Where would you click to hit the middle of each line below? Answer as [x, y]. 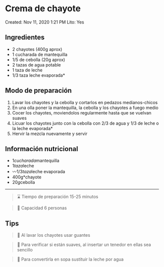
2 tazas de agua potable [36, 65]
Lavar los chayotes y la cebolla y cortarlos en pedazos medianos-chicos [85, 102]
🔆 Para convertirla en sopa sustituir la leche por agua [70, 259]
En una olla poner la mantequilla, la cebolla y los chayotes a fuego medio [85, 108]
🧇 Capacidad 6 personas [42, 208]
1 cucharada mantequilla [36, 161]
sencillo [25, 250]
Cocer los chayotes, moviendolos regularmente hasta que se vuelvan [82, 112]
